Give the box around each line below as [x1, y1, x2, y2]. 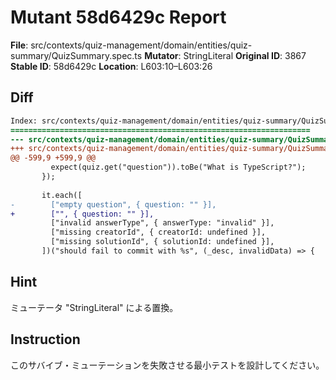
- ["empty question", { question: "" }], [10, 199, 217, 210]
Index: [10, 116, 38, 126]
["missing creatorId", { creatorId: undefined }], [50, 227, 267, 238]
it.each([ [41, 190, 83, 200]
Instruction [10, 331, 81, 348]
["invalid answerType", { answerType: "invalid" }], [50, 218, 275, 228]
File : [10, 39, 29, 51]
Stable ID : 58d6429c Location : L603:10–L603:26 [10, 60, 213, 72]
